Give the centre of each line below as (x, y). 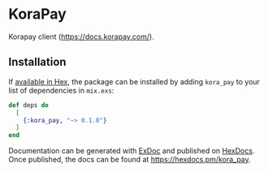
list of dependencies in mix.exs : (61, 90)
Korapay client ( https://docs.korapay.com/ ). (81, 37)
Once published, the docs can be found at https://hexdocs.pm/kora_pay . (130, 160)
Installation (37, 62)
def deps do (28, 105)
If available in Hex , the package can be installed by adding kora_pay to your (134, 81)
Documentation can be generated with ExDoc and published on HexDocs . (132, 151)
